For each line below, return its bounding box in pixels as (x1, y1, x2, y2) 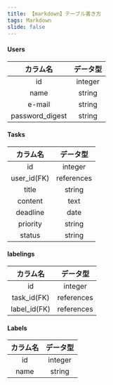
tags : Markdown (7, 17, 52, 24)
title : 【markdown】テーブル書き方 (7, 10, 102, 18)
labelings (7, 250, 35, 259)
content (17, 196, 44, 206)
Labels (7, 324, 27, 332)
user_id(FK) (11, 173, 50, 183)
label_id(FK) (11, 304, 51, 313)
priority (18, 218, 42, 228)
